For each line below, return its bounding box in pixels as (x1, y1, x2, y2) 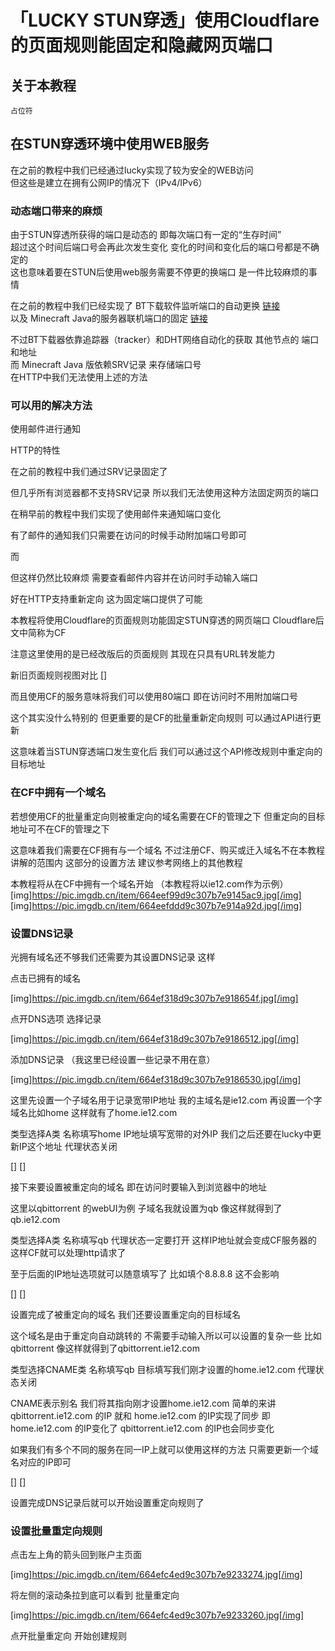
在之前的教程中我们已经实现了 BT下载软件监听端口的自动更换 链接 (10, 300, 281, 312)
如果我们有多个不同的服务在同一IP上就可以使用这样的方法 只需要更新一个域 (10, 1444, 319, 1455)
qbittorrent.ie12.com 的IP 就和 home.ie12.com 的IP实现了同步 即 (10, 1410, 271, 1421)
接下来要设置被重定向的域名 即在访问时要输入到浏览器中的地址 (10, 1181, 267, 1193)
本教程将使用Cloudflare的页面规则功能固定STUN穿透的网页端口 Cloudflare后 (10, 614, 325, 626)
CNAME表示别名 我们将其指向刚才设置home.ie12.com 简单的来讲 (10, 1397, 277, 1409)
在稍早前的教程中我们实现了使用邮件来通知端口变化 (10, 508, 221, 520)
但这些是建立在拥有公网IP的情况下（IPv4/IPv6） (10, 176, 208, 188)
